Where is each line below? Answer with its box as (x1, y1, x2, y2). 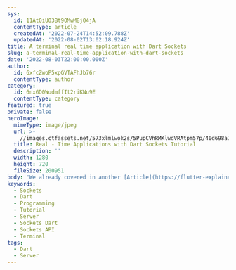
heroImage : (7, 115, 39, 122)
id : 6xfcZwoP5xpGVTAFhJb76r (13, 69, 96, 76)
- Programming (13, 200, 55, 207)
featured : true (7, 102, 52, 109)
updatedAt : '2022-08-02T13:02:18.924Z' (13, 37, 131, 44)
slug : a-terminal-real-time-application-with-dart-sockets (7, 50, 184, 57)
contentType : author (13, 75, 74, 83)
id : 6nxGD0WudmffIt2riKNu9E (13, 89, 96, 96)
